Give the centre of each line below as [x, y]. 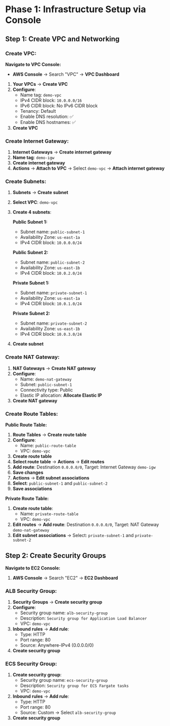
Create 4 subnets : [32, 212]
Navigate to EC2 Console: [33, 568]
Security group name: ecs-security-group [64, 680]
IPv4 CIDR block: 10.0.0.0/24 [51, 243]
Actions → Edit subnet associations [51, 478]
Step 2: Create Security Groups [56, 556]
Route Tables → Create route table [49, 435]
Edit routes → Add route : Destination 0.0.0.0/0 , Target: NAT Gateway [86, 525]
